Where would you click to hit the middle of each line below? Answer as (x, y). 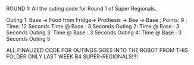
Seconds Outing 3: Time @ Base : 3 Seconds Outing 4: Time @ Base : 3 (94, 32)
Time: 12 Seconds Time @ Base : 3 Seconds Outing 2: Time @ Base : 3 (93, 26)
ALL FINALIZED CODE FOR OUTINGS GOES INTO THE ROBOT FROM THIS (97, 50)
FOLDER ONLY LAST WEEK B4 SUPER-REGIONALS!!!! (72, 56)
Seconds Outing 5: (29, 39)
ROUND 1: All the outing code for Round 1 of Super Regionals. (81, 9)
